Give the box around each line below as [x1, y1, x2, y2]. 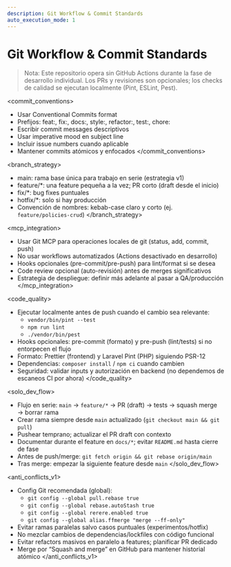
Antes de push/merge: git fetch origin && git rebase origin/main [17, 452, 212, 461]
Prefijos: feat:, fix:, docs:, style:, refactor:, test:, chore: [17, 118, 171, 126]
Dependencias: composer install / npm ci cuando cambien [17, 360, 185, 368]
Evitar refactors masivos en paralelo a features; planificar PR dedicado [17, 538, 218, 546]
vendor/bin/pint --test [27, 317, 97, 324]
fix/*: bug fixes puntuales [17, 189, 90, 197]
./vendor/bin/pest [27, 331, 81, 338]
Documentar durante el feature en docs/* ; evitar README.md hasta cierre [17, 438, 219, 446]
